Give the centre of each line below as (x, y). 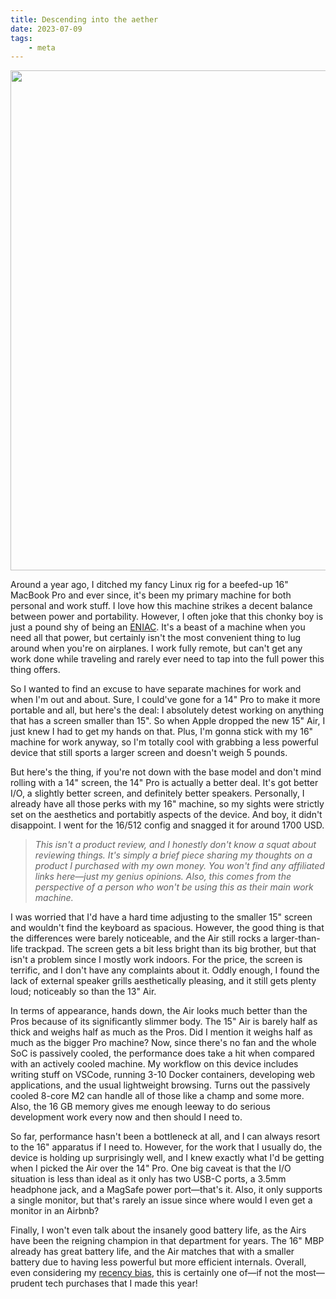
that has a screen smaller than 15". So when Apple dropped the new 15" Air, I (168, 721)
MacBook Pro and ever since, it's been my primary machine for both (151, 595)
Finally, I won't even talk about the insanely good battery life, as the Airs (158, 1230)
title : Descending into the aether (84, 19)
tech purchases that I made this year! (121, 1283)
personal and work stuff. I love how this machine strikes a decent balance (161, 606)
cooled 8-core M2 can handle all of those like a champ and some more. (157, 1096)
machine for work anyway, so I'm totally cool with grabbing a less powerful (164, 742)
